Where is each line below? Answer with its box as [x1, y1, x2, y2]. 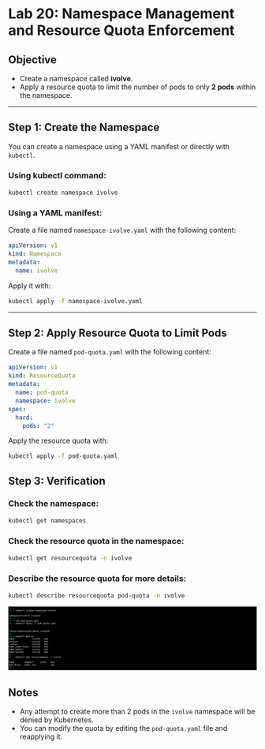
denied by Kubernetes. [19, 715, 94, 725]
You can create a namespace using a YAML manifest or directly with [8, 141, 230, 151]
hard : [15, 414, 34, 421]
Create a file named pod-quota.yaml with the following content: [8, 347, 211, 357]
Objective [8, 53, 58, 66]
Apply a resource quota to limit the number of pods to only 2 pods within [19, 82, 256, 92]
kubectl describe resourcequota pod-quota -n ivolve [8, 592, 185, 600]
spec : [8, 405, 26, 413]
